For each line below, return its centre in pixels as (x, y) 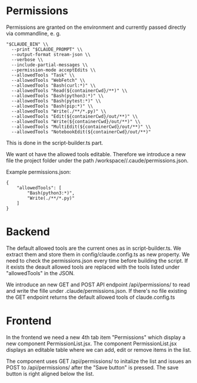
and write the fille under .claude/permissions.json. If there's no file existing (96, 290)
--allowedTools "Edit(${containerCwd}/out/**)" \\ (75, 116)
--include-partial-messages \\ (50, 65)
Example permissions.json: (39, 171)
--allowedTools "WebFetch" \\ (48, 80)
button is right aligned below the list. (50, 374)
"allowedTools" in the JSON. (41, 273)
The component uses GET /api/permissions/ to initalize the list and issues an (99, 361)
